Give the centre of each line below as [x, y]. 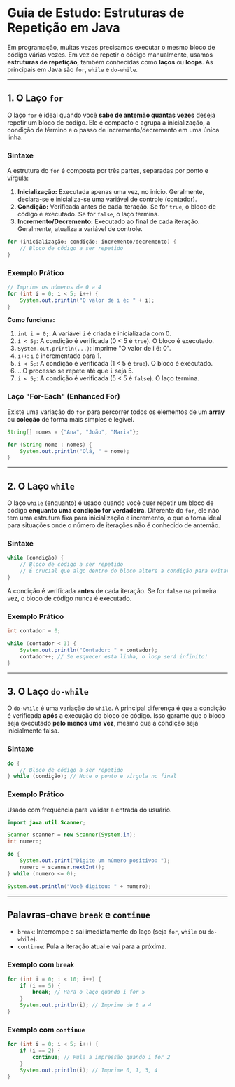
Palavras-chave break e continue [79, 914]
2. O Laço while [41, 486]
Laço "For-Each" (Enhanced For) [64, 396]
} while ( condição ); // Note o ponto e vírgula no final [92, 776]
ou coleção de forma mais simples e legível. [71, 419]
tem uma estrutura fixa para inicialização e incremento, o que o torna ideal [114, 518]
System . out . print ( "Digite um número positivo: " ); [95, 861]
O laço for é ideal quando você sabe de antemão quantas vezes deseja [111, 115]
